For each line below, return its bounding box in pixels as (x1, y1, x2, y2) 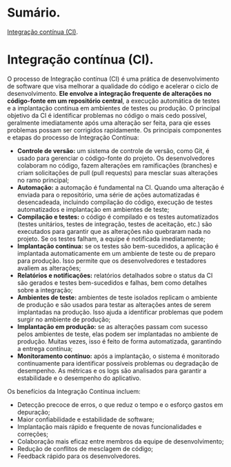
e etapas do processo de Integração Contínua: (7, 133, 139, 141)
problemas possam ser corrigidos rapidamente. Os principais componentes (7, 126, 222, 134)
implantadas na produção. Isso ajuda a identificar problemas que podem (17, 308, 223, 316)
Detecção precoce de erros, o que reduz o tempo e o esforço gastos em (17, 400, 223, 408)
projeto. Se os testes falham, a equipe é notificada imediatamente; (17, 235, 205, 243)
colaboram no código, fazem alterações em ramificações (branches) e (17, 161, 218, 170)
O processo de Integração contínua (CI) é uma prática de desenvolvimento (7, 74, 219, 83)
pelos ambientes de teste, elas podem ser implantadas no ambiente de (17, 330, 219, 338)
